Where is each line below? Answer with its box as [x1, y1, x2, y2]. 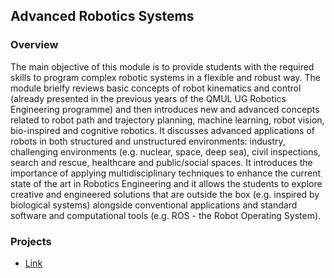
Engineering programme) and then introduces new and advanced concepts [10, 103, 320, 115]
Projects [10, 234, 52, 248]
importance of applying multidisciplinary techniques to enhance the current [10, 167, 322, 179]
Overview [10, 38, 59, 52]
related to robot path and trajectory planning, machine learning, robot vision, [10, 114, 325, 126]
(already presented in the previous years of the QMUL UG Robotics [10, 92, 287, 104]
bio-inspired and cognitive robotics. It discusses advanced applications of [10, 124, 316, 136]
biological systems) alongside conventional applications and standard [10, 199, 298, 211]
